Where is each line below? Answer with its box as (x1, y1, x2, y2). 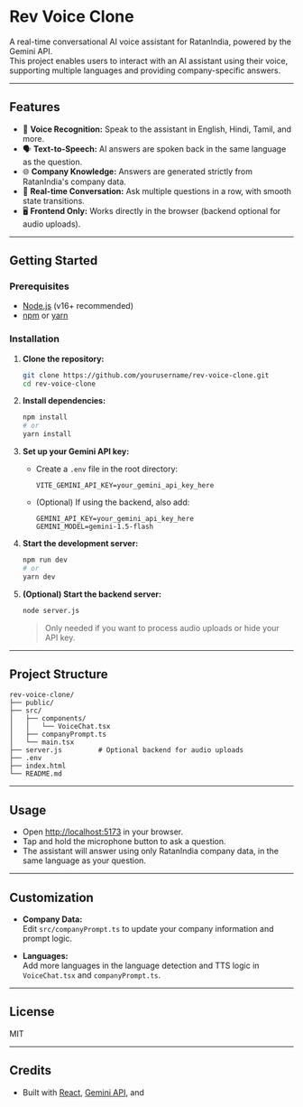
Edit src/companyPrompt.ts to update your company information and (22, 924, 274, 935)
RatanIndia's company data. (22, 176, 126, 187)
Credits (9, 1063, 52, 1078)
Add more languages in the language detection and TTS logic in (22, 960, 260, 972)
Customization (9, 889, 95, 905)
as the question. (22, 156, 83, 167)
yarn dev (22, 572, 56, 581)
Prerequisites (9, 280, 69, 293)
